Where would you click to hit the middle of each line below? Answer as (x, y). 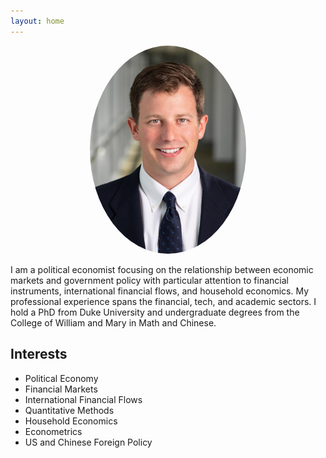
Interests (39, 354)
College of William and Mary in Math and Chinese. (113, 322)
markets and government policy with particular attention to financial (149, 280)
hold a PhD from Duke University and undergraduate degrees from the (155, 312)
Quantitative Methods (69, 410)
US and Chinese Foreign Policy (88, 442)
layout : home (37, 21)
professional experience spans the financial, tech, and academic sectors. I (163, 301)
